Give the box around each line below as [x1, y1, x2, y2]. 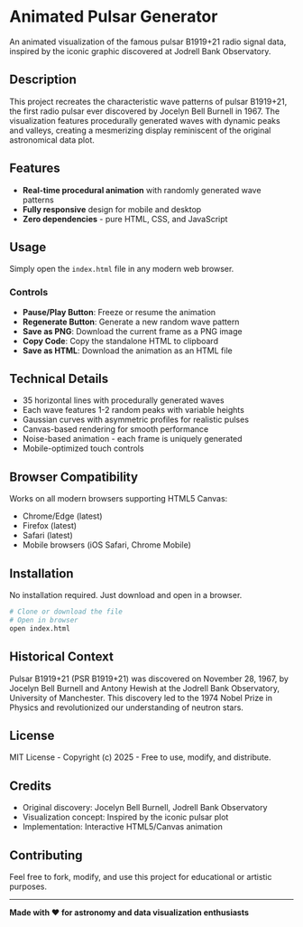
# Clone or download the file [9, 607, 124, 616]
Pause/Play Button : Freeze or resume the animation [22, 306, 216, 317]
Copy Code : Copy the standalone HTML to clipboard [22, 335, 219, 346]
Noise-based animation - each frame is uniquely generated [22, 434, 243, 445]
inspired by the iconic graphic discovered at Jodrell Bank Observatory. [9, 45, 271, 56]
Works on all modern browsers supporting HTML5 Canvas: [9, 493, 228, 504]
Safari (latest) [22, 530, 74, 541]
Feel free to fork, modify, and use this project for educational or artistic [9, 871, 272, 882]
